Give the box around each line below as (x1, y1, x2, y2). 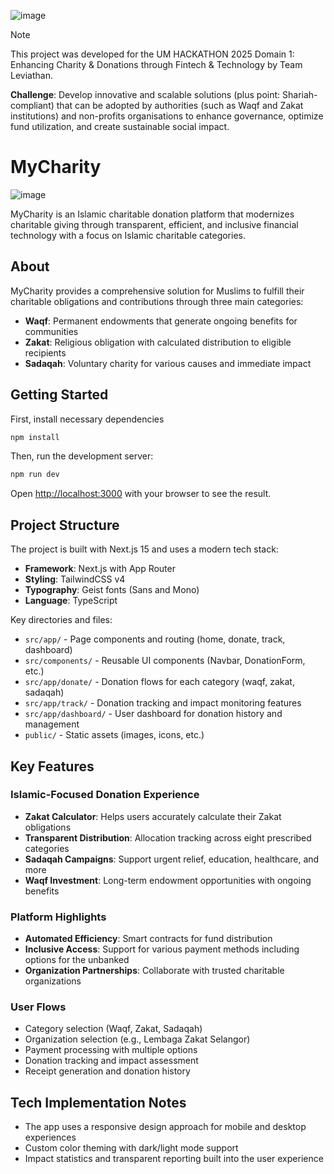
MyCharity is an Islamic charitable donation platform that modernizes (10, 208, 295, 220)
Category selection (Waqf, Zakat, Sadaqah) (24, 1023, 203, 1035)
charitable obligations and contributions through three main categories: (10, 295, 304, 307)
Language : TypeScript (24, 595, 118, 607)
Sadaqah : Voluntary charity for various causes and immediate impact (24, 357, 312, 369)
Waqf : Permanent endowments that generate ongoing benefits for (24, 315, 298, 327)
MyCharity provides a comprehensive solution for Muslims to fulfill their (10, 285, 305, 297)
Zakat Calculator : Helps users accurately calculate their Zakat (24, 810, 282, 822)
